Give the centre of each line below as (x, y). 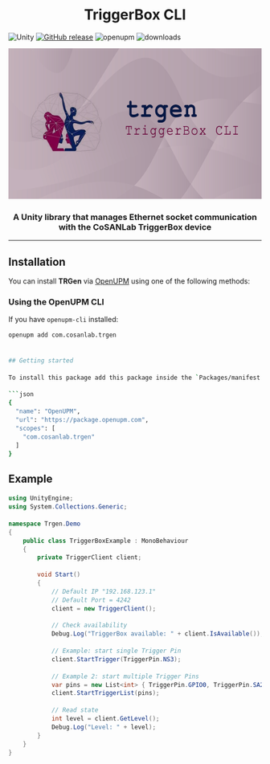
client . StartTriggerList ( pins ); (105, 693)
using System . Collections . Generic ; (68, 507)
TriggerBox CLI (135, 15)
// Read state (75, 710)
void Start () (59, 575)
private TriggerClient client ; (90, 558)
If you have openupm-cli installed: (63, 320)
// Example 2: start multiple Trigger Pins (125, 676)
